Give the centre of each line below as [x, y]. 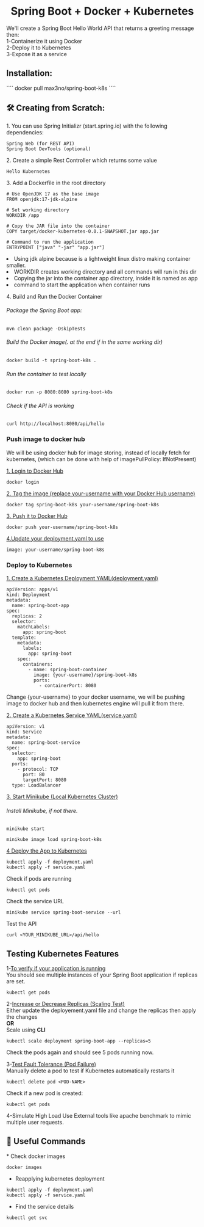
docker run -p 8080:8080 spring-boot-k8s [60, 392]
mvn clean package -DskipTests [46, 329]
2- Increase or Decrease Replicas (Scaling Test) [65, 1003]
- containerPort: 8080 [68, 685]
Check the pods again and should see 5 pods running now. [80, 1052]
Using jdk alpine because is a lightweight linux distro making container [102, 258]
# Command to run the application [50, 242]
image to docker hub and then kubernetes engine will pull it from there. [95, 703]
